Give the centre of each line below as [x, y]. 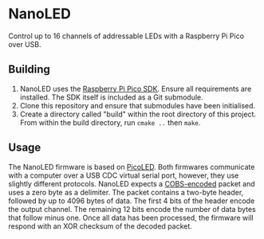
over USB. [25, 44]
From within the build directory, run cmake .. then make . [110, 122]
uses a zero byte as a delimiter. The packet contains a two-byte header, [126, 192]
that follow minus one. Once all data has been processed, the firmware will [131, 217]
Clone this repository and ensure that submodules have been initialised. [138, 105]
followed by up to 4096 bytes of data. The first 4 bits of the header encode [132, 201]
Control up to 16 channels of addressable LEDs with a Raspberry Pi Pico [126, 36]
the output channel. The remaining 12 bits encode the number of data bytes [132, 209]
